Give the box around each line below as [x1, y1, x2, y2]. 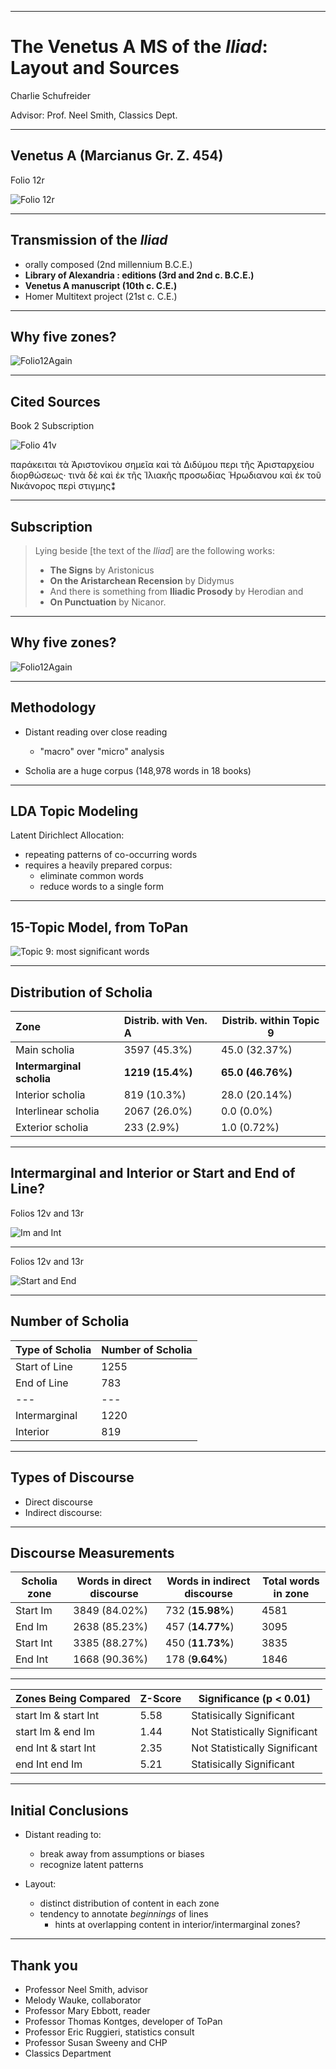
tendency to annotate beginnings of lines [39, 1908, 209, 1920]
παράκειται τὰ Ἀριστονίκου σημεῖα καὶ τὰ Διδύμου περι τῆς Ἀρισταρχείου [10, 459, 315, 471]
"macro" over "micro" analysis [39, 745, 165, 757]
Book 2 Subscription [10, 420, 95, 432]
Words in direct [76, 1574, 152, 1588]
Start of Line [15, 1359, 73, 1373]
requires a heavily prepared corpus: [24, 859, 173, 871]
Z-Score [139, 1692, 182, 1706]
